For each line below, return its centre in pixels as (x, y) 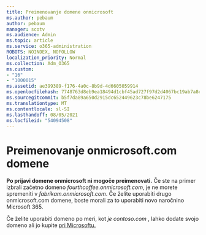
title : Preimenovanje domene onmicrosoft (60, 12)
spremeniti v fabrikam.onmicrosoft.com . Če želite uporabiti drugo (89, 194)
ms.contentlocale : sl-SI (38, 109)
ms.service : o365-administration (49, 47)
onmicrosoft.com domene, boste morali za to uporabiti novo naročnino (95, 201)
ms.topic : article (30, 40)
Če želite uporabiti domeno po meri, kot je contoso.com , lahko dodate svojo (103, 219)
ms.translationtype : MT (37, 103)
